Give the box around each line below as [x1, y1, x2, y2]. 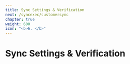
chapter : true [5, 17, 35, 22]
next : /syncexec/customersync [5, 12, 69, 17]
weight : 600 [5, 21, 30, 27]
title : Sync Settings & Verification [5, 7, 85, 13]
